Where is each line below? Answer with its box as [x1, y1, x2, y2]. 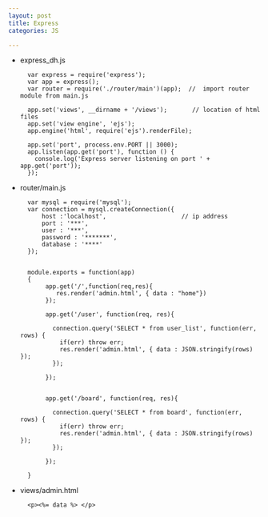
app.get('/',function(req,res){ [45, 283, 154, 291]
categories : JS [8, 26, 59, 34]
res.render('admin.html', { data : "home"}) [55, 290, 207, 298]
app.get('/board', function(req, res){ [45, 395, 178, 403]
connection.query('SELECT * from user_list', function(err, [52, 325, 258, 333]
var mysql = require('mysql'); [27, 198, 132, 206]
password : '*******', [41, 234, 118, 242]
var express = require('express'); [27, 71, 146, 79]
